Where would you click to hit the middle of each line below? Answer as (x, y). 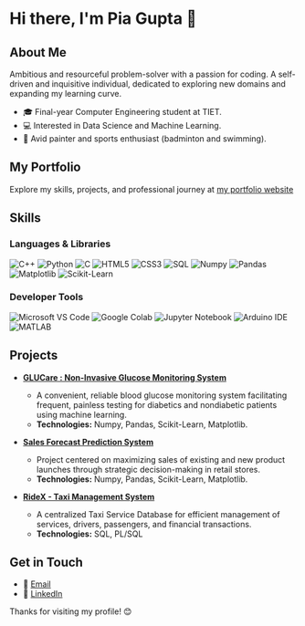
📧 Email (37, 584)
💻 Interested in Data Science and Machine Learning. (122, 125)
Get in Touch (47, 562)
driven (21, 84)
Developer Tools (47, 297)
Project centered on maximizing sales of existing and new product (161, 459)
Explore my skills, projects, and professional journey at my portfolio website (152, 189)
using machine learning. (82, 414)
